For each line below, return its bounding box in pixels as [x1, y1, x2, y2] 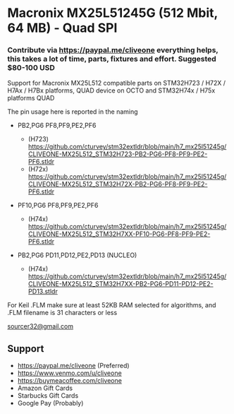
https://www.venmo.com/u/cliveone [17, 369, 122, 377]
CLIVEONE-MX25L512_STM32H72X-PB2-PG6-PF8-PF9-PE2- [27, 180, 208, 189]
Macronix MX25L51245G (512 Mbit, [7, 5, 218, 21]
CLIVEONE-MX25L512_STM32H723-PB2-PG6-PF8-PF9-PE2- [27, 150, 208, 158]
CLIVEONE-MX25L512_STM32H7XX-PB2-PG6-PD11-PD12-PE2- [27, 280, 214, 288]
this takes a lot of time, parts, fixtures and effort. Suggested [7, 54, 216, 64]
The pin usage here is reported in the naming [7, 107, 139, 116]
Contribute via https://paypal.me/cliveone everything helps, [7, 45, 218, 55]
